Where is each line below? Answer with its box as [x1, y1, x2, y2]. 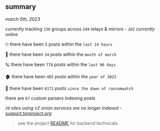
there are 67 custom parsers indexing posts [5, 95, 96, 101]
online [5, 31, 18, 37]
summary [5, 3, 36, 11]
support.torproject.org [5, 110, 52, 116]
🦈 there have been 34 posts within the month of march [5, 51, 116, 57]
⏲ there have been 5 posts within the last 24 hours [5, 41, 113, 47]
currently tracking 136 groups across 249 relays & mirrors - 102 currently [5, 26, 155, 32]
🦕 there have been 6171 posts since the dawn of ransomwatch [5, 85, 134, 91]
